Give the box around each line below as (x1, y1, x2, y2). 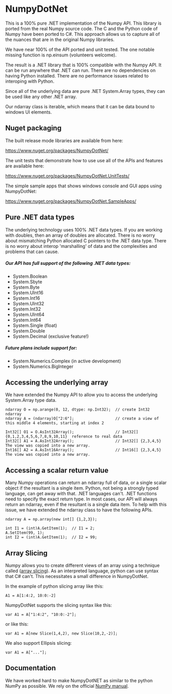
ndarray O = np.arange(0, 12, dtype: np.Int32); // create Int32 (5, 407, 150, 412)
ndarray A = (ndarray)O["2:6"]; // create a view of (5, 416, 159, 421)
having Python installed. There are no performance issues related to (5, 72, 149, 79)
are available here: (5, 163, 45, 169)
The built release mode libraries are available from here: (5, 137, 123, 144)
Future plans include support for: (5, 345, 77, 351)
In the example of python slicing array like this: (5, 583, 104, 589)
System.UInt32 (12, 300, 45, 306)
